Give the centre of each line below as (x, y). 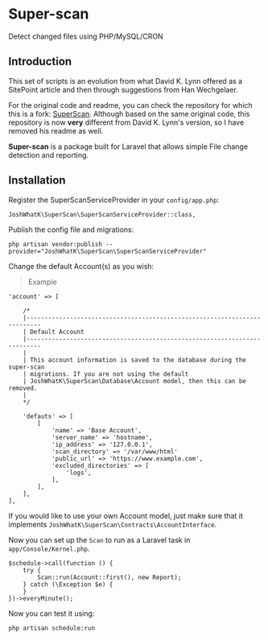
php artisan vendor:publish (56, 244)
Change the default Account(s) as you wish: (81, 266)
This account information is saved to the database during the (138, 360)
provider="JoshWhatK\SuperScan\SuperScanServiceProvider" (107, 251)
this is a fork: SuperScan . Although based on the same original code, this (129, 114)
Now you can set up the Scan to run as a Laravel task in (99, 539)
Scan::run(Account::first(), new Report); (109, 577)
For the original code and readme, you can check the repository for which (131, 105)
